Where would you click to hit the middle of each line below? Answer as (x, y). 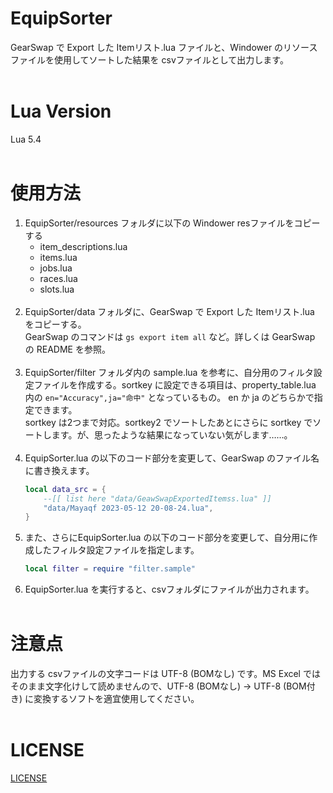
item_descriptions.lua (83, 246)
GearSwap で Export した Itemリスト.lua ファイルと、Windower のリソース (164, 47)
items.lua (58, 257)
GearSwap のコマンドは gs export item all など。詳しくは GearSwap (170, 336)
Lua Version (61, 111)
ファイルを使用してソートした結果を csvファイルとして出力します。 (149, 59)
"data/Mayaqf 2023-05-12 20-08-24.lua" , (128, 508)
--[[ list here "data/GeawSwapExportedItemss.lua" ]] (157, 498)
